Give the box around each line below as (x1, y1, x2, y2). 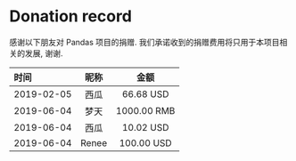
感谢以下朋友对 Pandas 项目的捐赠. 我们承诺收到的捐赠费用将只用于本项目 (9, 36, 280, 47)
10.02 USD (121, 121, 169, 133)
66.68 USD (121, 87, 169, 100)
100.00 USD (119, 136, 172, 149)
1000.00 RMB (115, 104, 176, 117)
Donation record (9, 6, 132, 27)
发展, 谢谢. (24, 47, 64, 59)
